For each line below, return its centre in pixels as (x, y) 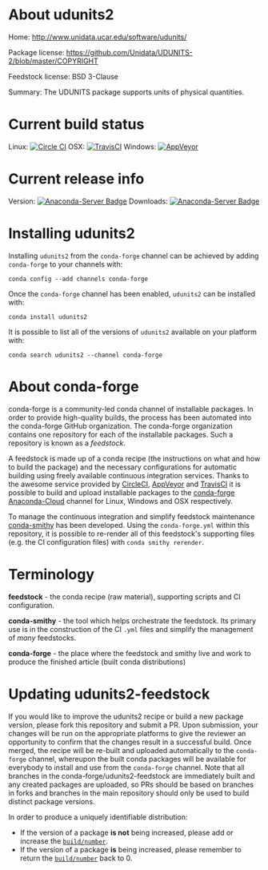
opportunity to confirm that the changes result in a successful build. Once (130, 742)
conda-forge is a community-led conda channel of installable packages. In (131, 409)
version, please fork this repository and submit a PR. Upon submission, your (133, 725)
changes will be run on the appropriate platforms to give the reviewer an (127, 733)
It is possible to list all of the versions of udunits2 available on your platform (133, 332)
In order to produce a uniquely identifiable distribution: (98, 817)
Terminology (51, 574)
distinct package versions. (52, 801)
